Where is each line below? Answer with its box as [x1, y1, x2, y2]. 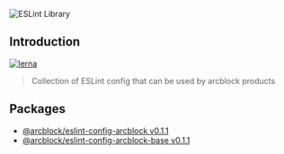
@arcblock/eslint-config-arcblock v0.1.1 [22, 125, 169, 136]
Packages [9, 101, 66, 116]
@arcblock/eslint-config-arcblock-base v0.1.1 [22, 134, 191, 145]
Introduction [9, 34, 81, 49]
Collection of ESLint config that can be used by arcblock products [31, 75, 276, 86]
